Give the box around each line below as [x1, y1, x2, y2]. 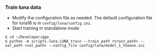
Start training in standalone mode [12, 25, 79, 31]
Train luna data [5, 4, 41, 11]
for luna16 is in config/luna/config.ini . [12, 20, 92, 26]
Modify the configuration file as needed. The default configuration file [12, 15, 153, 21]
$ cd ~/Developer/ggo [5, 35, 49, 40]
